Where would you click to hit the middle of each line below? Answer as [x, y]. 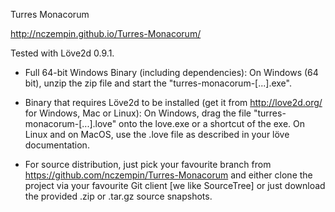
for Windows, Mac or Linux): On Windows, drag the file [138, 113]
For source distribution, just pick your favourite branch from [148, 164]
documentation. [57, 145]
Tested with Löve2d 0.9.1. [62, 53]
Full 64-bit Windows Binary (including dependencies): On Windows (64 [171, 72]
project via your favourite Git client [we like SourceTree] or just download [175, 185]
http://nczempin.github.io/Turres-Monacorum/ [106, 33]
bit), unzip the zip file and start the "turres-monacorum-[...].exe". [158, 83]
